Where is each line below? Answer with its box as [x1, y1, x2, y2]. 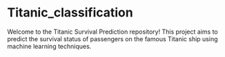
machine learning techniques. [7, 42, 92, 50]
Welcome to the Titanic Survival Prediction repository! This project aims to [7, 27, 219, 36]
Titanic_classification [7, 5, 133, 21]
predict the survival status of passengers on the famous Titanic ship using [7, 34, 219, 43]
